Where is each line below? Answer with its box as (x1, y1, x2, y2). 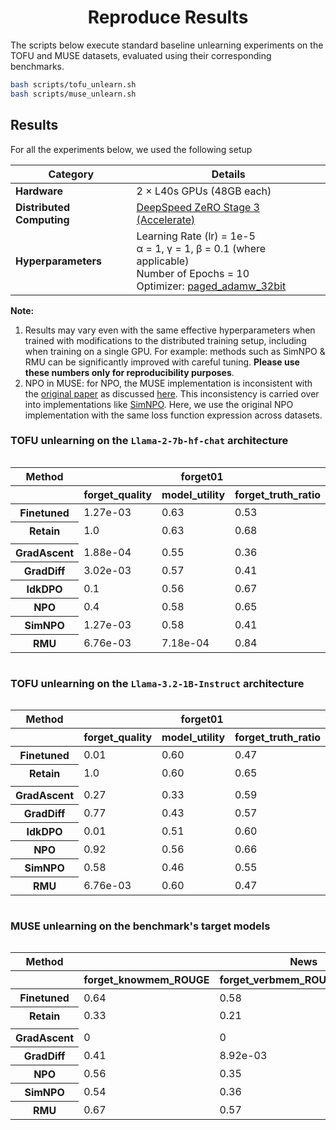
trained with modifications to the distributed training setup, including (24, 334, 307, 346)
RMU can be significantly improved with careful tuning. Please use (24, 356, 300, 368)
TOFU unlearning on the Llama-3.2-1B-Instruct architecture (10, 676, 305, 690)
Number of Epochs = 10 (136, 266, 250, 280)
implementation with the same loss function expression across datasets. (24, 409, 323, 421)
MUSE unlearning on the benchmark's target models (10, 919, 271, 933)
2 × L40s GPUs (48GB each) (136, 184, 272, 198)
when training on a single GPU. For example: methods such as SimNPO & (24, 345, 326, 357)
